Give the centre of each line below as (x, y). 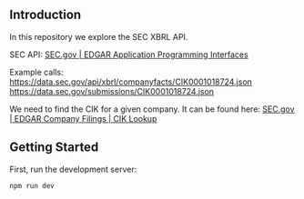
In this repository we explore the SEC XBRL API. (99, 36)
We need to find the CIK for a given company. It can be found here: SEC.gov (152, 109)
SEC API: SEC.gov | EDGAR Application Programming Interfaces (129, 55)
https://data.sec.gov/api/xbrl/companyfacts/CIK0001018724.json (131, 82)
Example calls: (36, 72)
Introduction (46, 15)
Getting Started (54, 148)
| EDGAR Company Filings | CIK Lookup (83, 118)
